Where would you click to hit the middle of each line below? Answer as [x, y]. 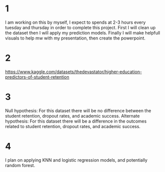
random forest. [20, 165]
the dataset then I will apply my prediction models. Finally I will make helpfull [82, 33]
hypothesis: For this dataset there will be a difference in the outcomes [76, 121]
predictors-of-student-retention [37, 77]
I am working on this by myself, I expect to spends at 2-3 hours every [76, 22]
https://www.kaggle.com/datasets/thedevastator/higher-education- [73, 72]
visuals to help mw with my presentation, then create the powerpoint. [75, 38]
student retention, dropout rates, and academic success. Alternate [72, 116]
